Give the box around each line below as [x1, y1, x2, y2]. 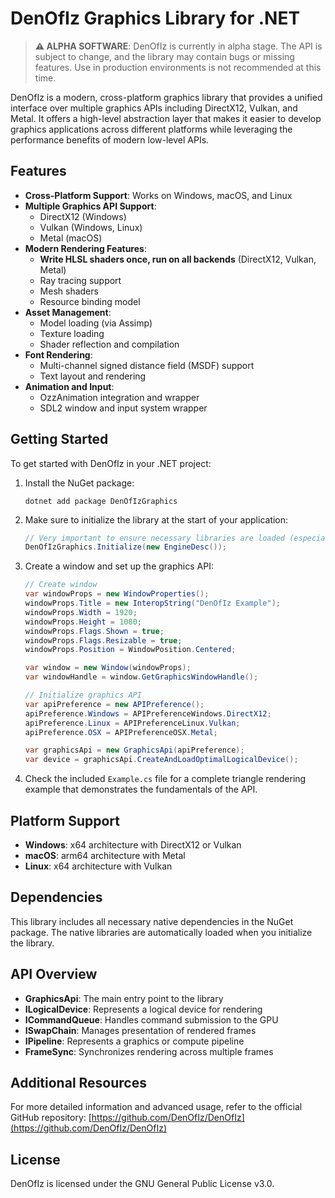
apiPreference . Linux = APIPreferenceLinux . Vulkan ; [24, 718, 241, 728]
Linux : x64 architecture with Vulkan [24, 860, 173, 872]
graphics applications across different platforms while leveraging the [10, 123, 293, 135]
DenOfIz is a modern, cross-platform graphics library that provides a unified [10, 91, 323, 103]
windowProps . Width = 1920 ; [24, 607, 138, 617]
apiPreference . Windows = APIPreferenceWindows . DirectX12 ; [24, 708, 272, 719]
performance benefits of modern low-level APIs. [10, 133, 210, 146]
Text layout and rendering [39, 370, 147, 382]
